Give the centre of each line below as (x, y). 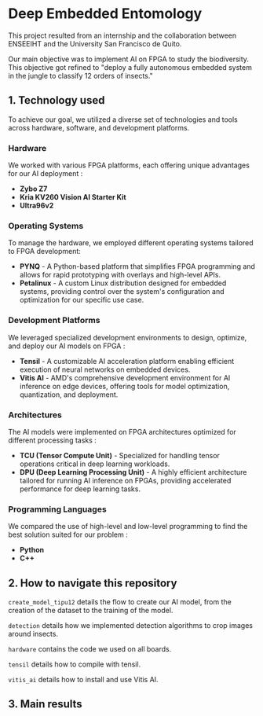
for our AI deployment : (46, 174)
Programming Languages (58, 509)
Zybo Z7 (33, 189)
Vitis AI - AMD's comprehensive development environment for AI (125, 377)
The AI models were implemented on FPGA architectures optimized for (122, 431)
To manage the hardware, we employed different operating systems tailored (131, 243)
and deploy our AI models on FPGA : (67, 346)
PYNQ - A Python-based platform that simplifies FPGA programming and (137, 266)
